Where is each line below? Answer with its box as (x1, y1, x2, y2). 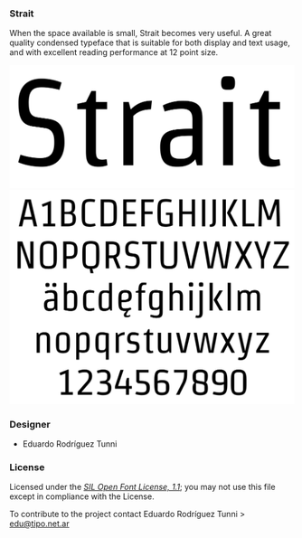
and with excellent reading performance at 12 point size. (9, 47, 219, 58)
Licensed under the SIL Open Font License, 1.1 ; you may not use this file (9, 482, 276, 493)
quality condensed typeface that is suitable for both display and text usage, (9, 37, 291, 48)
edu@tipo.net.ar (9, 518, 70, 529)
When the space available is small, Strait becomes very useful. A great (9, 28, 272, 39)
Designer (9, 418, 52, 430)
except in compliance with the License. (9, 491, 156, 502)
